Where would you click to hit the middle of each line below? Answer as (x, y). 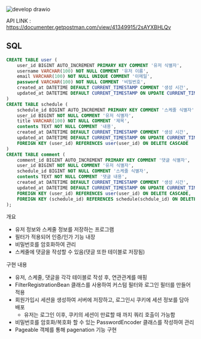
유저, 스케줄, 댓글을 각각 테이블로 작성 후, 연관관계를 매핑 (81, 277)
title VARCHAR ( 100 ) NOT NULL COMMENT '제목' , (73, 121)
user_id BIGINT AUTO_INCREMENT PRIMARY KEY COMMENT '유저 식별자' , (100, 65)
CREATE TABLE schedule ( (37, 104)
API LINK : (19, 21)
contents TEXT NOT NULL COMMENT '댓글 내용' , (72, 177)
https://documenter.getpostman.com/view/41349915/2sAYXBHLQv (89, 27)
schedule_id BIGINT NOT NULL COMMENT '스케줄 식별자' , (83, 171)
